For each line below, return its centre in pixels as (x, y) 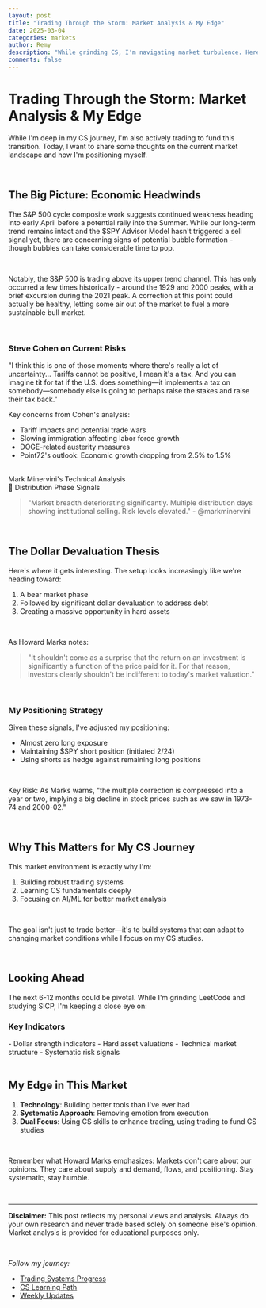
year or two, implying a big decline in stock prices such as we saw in (120, 799)
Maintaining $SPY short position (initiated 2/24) (97, 751)
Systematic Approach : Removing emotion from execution (114, 1113)
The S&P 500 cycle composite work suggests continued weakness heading (131, 214)
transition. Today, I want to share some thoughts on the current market (123, 146)
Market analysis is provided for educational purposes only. (104, 1232)
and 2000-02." (42, 807)
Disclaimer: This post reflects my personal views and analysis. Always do (129, 1215)
